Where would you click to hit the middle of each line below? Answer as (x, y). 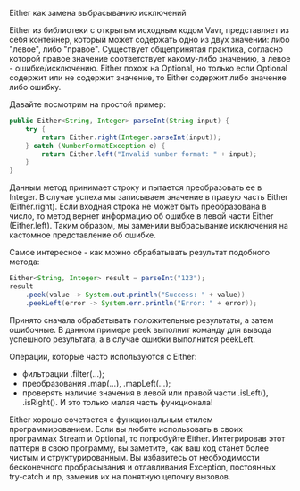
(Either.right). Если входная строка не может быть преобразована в (138, 207)
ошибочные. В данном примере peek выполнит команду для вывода (141, 329)
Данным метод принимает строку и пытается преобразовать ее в (136, 187)
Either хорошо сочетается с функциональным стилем (111, 420)
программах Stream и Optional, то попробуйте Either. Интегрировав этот (147, 438)
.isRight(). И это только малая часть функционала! (117, 402)
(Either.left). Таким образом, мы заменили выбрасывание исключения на (149, 226)
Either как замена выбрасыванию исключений (98, 13)
